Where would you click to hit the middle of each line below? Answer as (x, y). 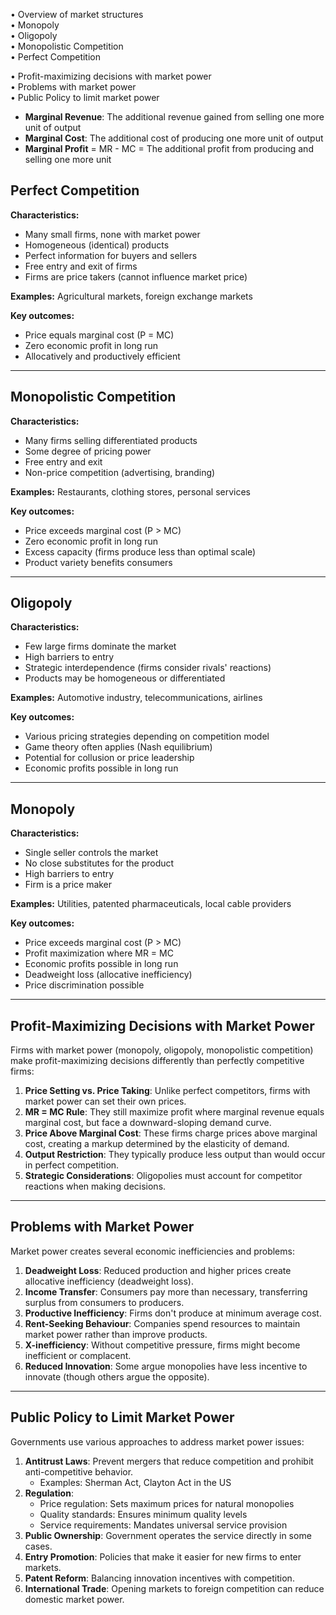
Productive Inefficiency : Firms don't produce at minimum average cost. (173, 1313)
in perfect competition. (72, 1165)
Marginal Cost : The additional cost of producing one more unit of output (174, 138)
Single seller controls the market (91, 853)
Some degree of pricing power (88, 451)
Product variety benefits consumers (98, 562)
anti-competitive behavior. (79, 1471)
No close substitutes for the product (99, 863)
